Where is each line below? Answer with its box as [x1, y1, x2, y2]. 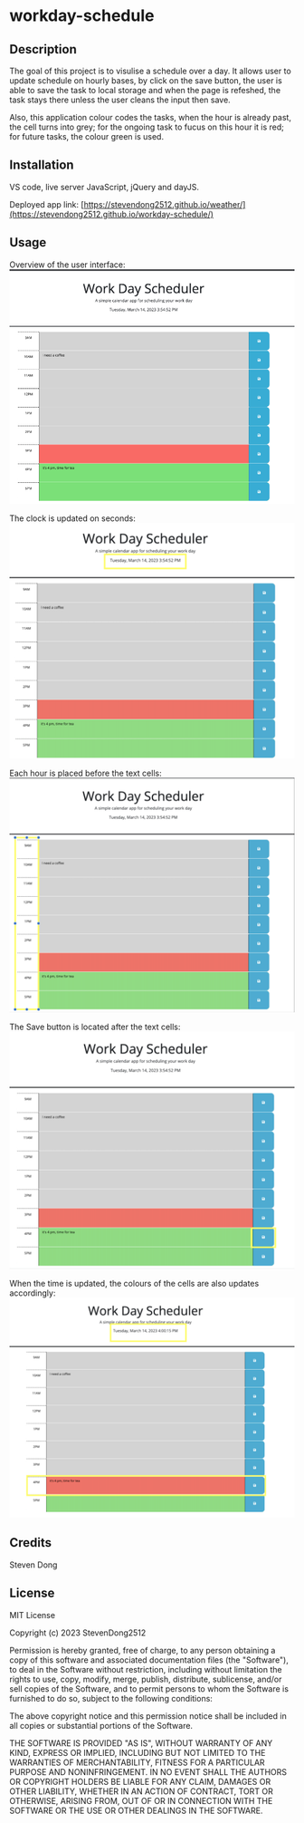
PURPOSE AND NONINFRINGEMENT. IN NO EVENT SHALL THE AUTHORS [9, 1766, 288, 1777]
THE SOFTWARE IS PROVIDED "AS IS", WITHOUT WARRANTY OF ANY [9, 1737, 273, 1749]
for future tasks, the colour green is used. [9, 131, 165, 141]
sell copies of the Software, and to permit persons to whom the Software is [9, 1683, 290, 1694]
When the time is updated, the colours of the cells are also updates [9, 1278, 260, 1289]
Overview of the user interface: [9, 259, 126, 270]
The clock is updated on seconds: [9, 513, 136, 524]
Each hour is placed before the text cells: [9, 767, 162, 779]
